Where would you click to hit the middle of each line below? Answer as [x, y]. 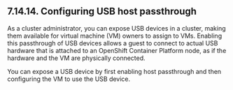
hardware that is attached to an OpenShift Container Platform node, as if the [117, 50]
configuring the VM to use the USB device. [69, 79]
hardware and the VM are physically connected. [76, 58]
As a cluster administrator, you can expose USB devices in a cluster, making [116, 28]
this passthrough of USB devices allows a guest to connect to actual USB [113, 43]
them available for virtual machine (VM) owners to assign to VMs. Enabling [115, 36]
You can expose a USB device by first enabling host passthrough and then [114, 71]
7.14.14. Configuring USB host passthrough [102, 12]
